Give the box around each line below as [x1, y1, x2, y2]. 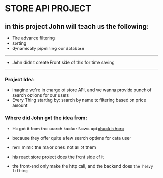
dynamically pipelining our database [12, 46, 85, 51]
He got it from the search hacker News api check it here [12, 126, 124, 131]
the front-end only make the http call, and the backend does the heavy [12, 163, 153, 169]
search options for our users [12, 92, 69, 98]
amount [12, 102, 28, 108]
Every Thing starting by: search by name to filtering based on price [12, 97, 147, 103]
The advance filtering [12, 35, 55, 41]
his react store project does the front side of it [12, 154, 104, 160]
